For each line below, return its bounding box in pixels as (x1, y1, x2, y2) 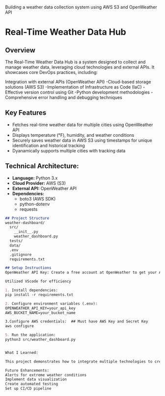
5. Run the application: (5, 333, 56, 338)
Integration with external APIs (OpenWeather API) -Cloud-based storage (5, 79, 151, 85)
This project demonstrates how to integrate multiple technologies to (5, 359, 153, 364)
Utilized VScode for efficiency (5, 279, 71, 284)
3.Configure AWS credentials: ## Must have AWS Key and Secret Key (5, 319, 148, 324)
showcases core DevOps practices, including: (5, 70, 98, 75)
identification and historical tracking (12, 142, 85, 148)
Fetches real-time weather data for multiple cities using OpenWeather (12, 122, 153, 127)
